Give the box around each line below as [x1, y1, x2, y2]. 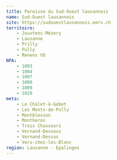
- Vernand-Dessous [16, 128, 61, 135]
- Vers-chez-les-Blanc [16, 139, 72, 145]
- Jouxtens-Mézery [16, 30, 61, 36]
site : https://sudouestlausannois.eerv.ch [6, 19, 111, 25]
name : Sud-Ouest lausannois [6, 14, 75, 20]
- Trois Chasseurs [16, 123, 61, 129]
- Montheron [16, 118, 46, 124]
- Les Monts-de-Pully [16, 107, 69, 113]
